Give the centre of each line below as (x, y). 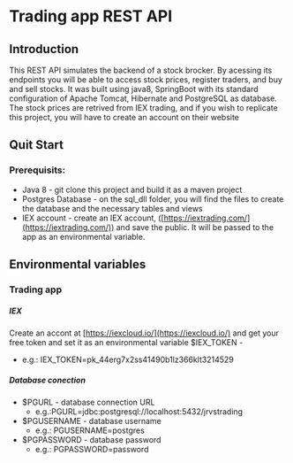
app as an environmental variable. (83, 236)
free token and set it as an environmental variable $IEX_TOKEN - (126, 342)
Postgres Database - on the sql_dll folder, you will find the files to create (153, 199)
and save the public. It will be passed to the (195, 227)
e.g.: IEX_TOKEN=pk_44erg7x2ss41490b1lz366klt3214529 (128, 359)
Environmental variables (78, 264)
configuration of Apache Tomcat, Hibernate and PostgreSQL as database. (143, 98)
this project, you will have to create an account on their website (124, 117)
